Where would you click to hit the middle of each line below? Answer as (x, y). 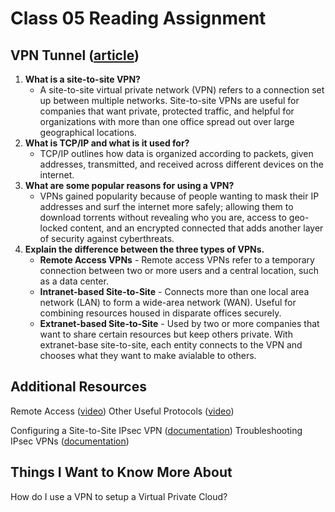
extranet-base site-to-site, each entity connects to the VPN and (171, 345)
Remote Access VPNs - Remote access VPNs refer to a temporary (177, 260)
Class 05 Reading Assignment (138, 18)
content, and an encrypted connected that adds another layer (196, 228)
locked (53, 228)
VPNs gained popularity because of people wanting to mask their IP (179, 196)
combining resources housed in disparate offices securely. (160, 313)
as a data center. (74, 281)
